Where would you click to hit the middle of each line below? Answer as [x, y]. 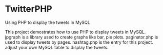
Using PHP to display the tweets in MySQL [48, 22]
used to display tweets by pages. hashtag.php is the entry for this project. [79, 42]
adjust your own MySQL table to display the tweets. [57, 47]
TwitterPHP [29, 9]
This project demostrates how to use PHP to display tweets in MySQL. [75, 32]
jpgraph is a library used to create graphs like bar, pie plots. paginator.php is [82, 37]
